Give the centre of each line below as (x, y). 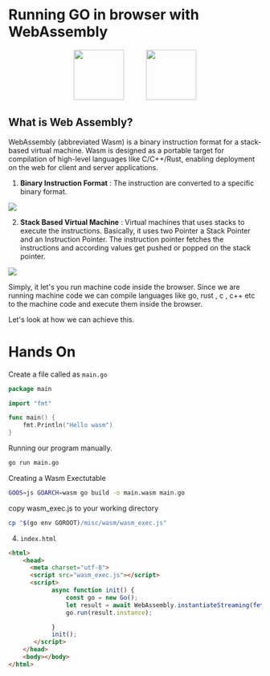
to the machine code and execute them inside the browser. (106, 303)
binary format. (43, 191)
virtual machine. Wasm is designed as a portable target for (128, 150)
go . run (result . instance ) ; (109, 613)
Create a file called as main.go (58, 374)
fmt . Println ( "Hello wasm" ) (68, 426)
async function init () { (93, 590)
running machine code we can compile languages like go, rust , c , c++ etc (132, 295)
